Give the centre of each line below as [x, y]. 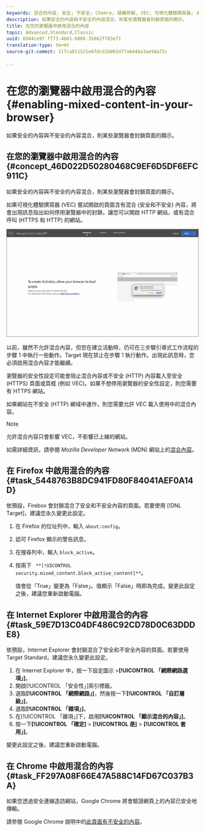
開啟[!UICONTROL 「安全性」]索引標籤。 [65, 686]
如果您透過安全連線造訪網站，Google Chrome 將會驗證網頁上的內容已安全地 [102, 801]
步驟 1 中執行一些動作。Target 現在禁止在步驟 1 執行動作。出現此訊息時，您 [101, 355]
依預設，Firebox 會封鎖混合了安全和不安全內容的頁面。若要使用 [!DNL [94, 506]
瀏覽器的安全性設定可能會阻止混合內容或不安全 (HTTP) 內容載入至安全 [95, 375]
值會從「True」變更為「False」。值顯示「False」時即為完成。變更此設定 [105, 586]
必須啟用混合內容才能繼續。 [41, 363]
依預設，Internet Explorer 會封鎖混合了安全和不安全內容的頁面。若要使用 [98, 650]
